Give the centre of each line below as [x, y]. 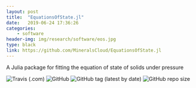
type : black [21, 45]
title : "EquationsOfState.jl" [45, 17]
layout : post [22, 12]
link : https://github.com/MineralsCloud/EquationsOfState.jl [84, 51]
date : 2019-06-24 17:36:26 [42, 23]
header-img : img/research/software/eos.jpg [61, 39]
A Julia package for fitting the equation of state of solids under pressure [95, 67]
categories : [21, 28]
